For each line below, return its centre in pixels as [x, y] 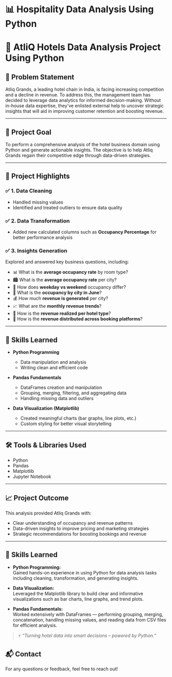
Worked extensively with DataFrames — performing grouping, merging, [88, 614]
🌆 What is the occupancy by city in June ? [57, 293]
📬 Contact [23, 654]
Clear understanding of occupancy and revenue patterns [73, 523]
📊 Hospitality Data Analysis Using [80, 9]
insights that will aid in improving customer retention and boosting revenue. [85, 111]
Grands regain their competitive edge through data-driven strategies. [78, 155]
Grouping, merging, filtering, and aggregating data [73, 393]
